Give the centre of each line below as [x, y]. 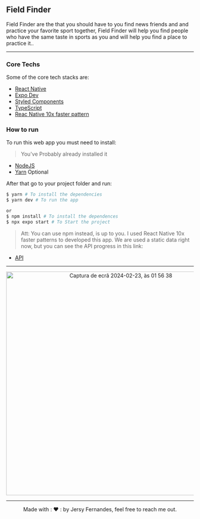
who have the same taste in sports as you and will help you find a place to [97, 37]
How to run [22, 129]
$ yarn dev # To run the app [42, 200]
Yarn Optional [32, 172]
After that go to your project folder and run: [59, 184]
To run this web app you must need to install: [61, 143]
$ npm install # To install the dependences [62, 217]
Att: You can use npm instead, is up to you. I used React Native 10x [102, 233]
